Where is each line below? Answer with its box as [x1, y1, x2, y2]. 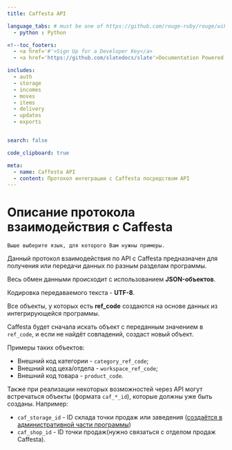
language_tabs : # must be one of [7, 22, 104, 30]
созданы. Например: [7, 399, 69, 408]
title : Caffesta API [7, 10, 67, 17]
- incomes [13, 86, 41, 93]
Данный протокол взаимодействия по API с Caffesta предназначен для [7, 254, 218, 263]
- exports [13, 118, 41, 125]
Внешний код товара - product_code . [17, 372, 124, 380]
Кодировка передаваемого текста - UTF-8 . [7, 289, 135, 297]
